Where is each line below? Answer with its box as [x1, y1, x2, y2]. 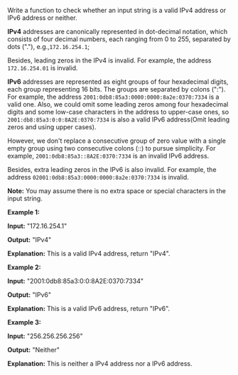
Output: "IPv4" [7, 236, 52, 244]
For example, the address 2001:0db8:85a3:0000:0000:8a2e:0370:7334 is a [7, 92, 220, 101]
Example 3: [7, 318, 41, 326]
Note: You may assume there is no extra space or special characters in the [7, 187, 226, 195]
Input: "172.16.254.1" [7, 222, 67, 230]
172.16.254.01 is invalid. [7, 64, 78, 72]
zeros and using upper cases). [7, 123, 97, 131]
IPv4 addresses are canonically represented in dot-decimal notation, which [7, 28, 228, 36]
